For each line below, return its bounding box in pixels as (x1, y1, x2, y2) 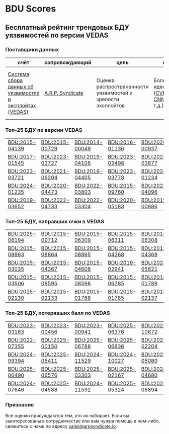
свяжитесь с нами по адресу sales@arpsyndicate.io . (5, 423, 117, 429)
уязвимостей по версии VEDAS (5, 31, 109, 39)
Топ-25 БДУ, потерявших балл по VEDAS (5, 310, 110, 317)
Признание (5, 401, 34, 408)
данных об (8, 83, 34, 90)
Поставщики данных (5, 46, 59, 53)
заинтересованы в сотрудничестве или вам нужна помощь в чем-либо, (5, 418, 160, 424)
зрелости (96, 96, 119, 103)
